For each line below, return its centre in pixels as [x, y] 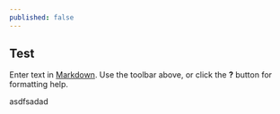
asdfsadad [29, 102]
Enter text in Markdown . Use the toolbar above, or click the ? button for [140, 75]
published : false [42, 17]
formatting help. [39, 85]
